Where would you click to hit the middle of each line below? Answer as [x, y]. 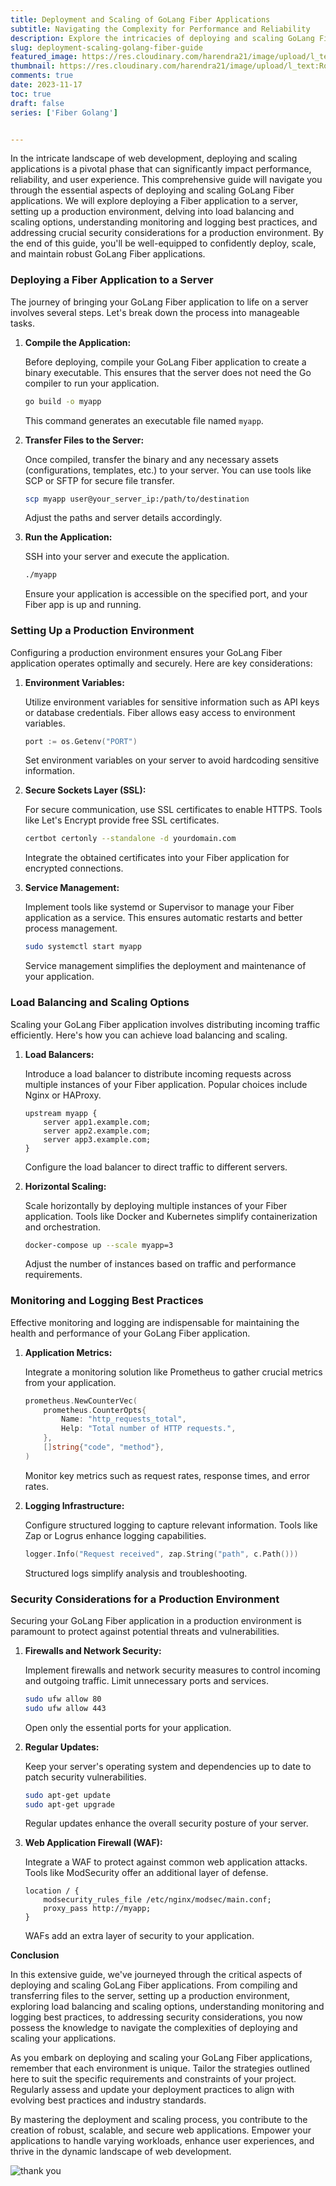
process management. [71, 928]
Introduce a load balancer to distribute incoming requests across [158, 1073]
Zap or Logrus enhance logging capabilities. [115, 1535]
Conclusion [35, 1955]
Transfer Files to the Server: [84, 440]
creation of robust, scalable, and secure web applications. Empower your [161, 2130]
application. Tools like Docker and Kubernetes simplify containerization [171, 1216]
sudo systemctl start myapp [83, 947]
